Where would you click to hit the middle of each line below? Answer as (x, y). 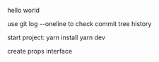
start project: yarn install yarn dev (57, 37)
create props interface (40, 51)
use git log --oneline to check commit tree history (79, 24)
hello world (24, 10)
